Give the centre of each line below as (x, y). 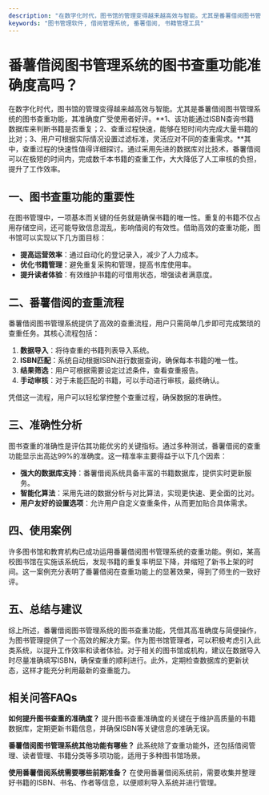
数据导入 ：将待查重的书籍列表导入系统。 (86, 350)
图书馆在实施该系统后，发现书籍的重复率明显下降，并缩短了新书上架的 (130, 561)
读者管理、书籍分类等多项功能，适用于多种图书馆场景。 (113, 756)
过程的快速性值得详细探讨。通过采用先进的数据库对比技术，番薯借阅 (148, 149)
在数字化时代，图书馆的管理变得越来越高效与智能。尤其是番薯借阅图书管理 (131, 109)
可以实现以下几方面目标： (64, 238)
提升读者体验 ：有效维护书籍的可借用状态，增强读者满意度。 (118, 275)
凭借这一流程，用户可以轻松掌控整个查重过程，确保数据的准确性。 (117, 397)
